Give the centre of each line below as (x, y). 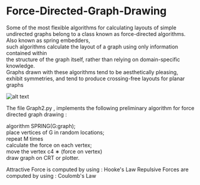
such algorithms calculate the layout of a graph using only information (92, 47)
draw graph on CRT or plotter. (43, 157)
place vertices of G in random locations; (55, 132)
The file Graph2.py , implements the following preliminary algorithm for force (100, 108)
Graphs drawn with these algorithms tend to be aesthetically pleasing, (92, 72)
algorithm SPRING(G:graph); (41, 126)
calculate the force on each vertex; (49, 145)
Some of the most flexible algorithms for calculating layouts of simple (91, 28)
